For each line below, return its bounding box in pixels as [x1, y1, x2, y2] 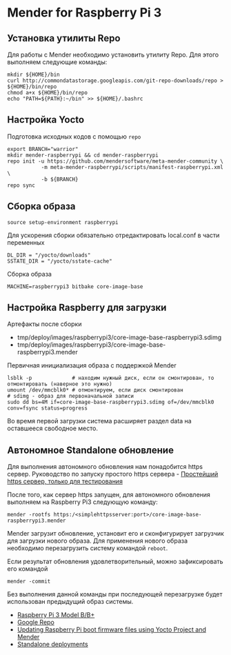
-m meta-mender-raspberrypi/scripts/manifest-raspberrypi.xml [41, 163, 224, 170]
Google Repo [17, 618, 55, 627]
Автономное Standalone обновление [7, 444, 174, 456]
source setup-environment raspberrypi [7, 219, 119, 225]
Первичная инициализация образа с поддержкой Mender [7, 361, 177, 370]
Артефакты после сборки [7, 320, 82, 328]
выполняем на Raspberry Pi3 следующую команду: [7, 498, 159, 506]
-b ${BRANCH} [41, 176, 79, 183]
